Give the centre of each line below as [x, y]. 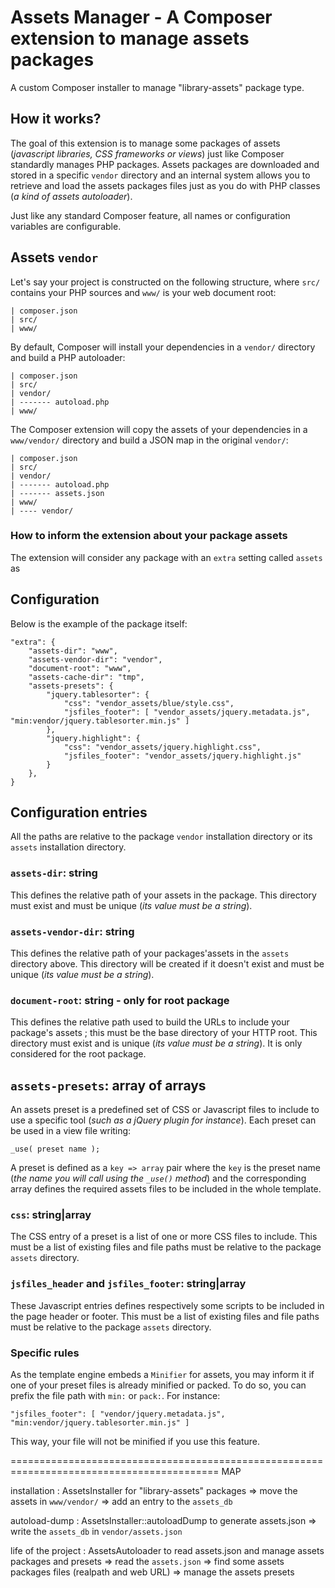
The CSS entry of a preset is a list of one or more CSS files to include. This [164, 1237]
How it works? [56, 119]
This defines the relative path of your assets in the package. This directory [163, 895]
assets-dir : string [54, 873]
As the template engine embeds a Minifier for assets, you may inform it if [162, 1375]
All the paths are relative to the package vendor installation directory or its [161, 837]
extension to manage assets [130, 38]
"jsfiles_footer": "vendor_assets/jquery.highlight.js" [182, 756]
